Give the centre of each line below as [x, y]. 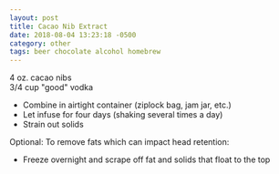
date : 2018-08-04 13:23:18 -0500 [73, 35]
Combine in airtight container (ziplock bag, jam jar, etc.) [127, 105]
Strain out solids [53, 125]
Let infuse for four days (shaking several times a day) [123, 115]
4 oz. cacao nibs [41, 77]
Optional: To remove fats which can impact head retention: [119, 142]
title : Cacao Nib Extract [58, 26]
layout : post [34, 18]
